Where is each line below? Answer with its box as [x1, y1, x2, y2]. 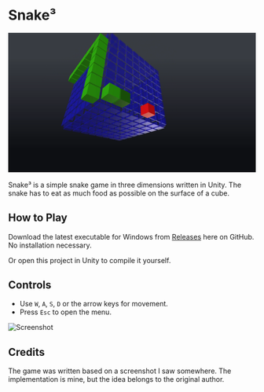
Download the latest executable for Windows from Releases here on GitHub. [8, 232, 255, 241]
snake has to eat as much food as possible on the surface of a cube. [8, 188, 230, 198]
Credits [8, 345, 46, 359]
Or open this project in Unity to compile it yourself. [8, 255, 171, 265]
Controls [8, 278, 52, 292]
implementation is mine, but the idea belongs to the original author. [8, 375, 225, 384]
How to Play [8, 211, 68, 225]
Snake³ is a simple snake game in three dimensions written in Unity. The [8, 180, 242, 189]
